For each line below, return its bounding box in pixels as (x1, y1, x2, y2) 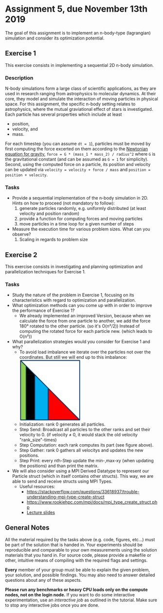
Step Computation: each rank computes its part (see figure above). (19, 442, 154, 448)
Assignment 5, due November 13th (5, 3, 148, 15)
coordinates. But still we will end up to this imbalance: (19, 354, 127, 360)
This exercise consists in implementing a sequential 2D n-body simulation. (5, 62, 154, 68)
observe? (12, 231, 31, 237)
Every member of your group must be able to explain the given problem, (5, 567, 150, 572)
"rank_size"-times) (19, 437, 57, 443)
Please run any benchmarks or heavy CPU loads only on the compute (5, 587, 148, 593)
